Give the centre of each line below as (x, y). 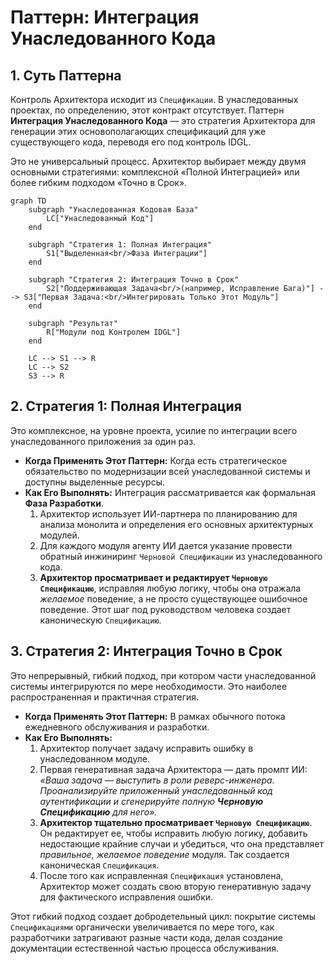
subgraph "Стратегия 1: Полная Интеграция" (120, 245)
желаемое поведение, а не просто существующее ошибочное (173, 598)
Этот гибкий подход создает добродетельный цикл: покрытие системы (163, 916)
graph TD (28, 201)
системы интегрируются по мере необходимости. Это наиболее (149, 686)
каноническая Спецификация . (99, 865)
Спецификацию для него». (98, 812)
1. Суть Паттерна (66, 75)
